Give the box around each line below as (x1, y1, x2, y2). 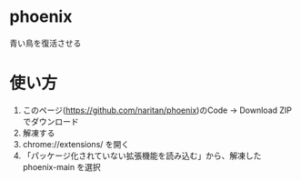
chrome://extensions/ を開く (22, 138, 130, 149)
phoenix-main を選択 (22, 161, 102, 172)
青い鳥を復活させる (9, 37, 82, 48)
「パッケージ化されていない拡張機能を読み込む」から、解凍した (22, 150, 262, 161)
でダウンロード (22, 116, 79, 126)
